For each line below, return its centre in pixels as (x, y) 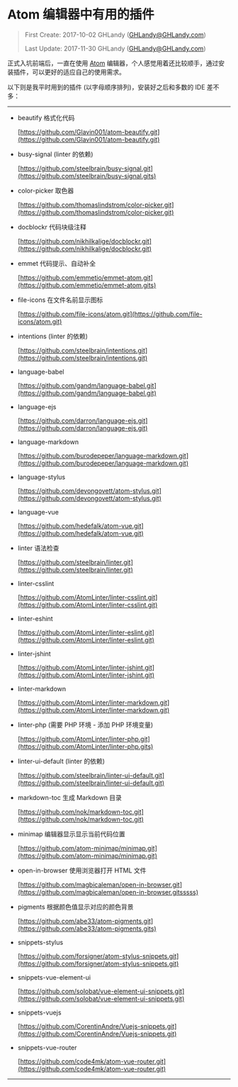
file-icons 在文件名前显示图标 (60, 300)
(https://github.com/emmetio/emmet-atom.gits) (87, 285)
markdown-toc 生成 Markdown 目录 (70, 797)
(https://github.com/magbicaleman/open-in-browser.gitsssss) (108, 892)
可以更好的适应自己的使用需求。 (78, 72)
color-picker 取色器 (46, 190)
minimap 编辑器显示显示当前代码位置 (71, 834)
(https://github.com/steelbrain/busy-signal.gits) (87, 175)
